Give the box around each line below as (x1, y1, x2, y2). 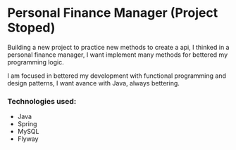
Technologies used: (7, 96, 77, 106)
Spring (17, 120, 37, 128)
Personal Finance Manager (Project (7, 5, 218, 21)
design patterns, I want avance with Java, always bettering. (7, 79, 180, 87)
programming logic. (7, 57, 65, 66)
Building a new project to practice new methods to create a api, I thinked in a (7, 43, 230, 51)
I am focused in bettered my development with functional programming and (7, 71, 227, 80)
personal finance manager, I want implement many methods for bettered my (7, 50, 228, 59)
